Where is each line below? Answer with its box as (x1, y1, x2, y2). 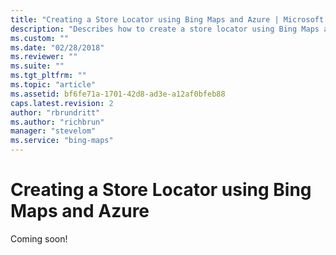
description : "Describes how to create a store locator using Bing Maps (10, 24, 320, 34)
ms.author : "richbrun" (10, 117, 105, 127)
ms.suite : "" (10, 61, 65, 71)
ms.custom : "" (10, 33, 70, 43)
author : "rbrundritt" (10, 107, 101, 118)
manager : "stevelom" (10, 126, 97, 136)
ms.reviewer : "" (10, 52, 78, 62)
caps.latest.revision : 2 (10, 98, 114, 108)
